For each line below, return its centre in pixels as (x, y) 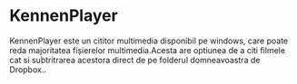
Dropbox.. (28, 70)
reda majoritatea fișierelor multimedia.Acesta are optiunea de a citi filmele (148, 50)
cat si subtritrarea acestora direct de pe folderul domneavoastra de (135, 60)
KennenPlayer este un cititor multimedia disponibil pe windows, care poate (149, 41)
